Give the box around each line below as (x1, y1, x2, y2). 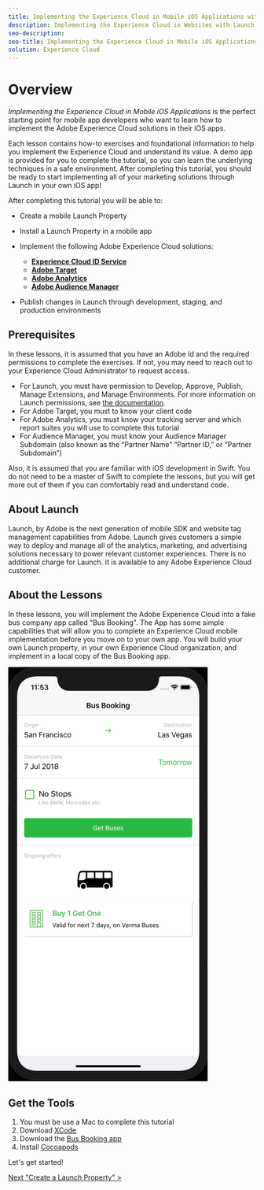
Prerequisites (8, 328, 75, 342)
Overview (8, 81, 73, 98)
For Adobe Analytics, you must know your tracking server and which (19, 414, 242, 424)
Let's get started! (8, 1158, 64, 1167)
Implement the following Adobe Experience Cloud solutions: (19, 242, 214, 251)
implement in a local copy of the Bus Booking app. (8, 651, 171, 660)
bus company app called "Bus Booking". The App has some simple (8, 618, 225, 627)
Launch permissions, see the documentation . (19, 397, 167, 407)
